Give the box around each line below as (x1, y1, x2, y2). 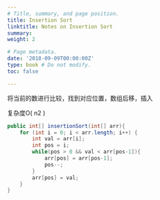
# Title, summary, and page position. (7, 10, 119, 17)
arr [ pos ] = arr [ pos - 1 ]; (44, 155, 113, 162)
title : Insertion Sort (7, 17, 73, 24)
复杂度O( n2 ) (7, 108, 46, 117)
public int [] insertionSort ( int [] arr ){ (7, 122, 126, 129)
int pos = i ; (32, 142, 70, 149)
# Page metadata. (7, 49, 57, 56)
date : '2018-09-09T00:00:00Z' (7, 55, 95, 62)
